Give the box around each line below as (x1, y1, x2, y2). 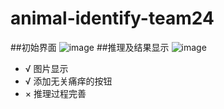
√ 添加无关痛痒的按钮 (24, 75, 113, 87)
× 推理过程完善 (24, 87, 87, 99)
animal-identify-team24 (10, 7, 215, 30)
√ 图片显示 (24, 62, 69, 74)
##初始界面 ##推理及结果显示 (10, 41, 170, 53)
